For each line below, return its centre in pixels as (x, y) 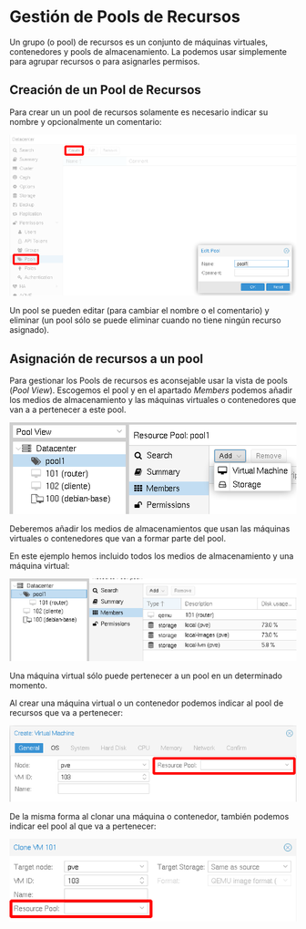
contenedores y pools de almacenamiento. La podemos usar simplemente (148, 51)
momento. (29, 685)
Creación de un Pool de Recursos (106, 90)
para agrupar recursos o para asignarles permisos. (105, 61)
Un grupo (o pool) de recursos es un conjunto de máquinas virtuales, (139, 42)
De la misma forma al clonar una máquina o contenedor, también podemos (149, 816)
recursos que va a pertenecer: (66, 712)
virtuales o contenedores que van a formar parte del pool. (117, 539)
